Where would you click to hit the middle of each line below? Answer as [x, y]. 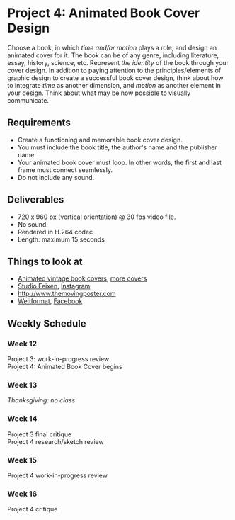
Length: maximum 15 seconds [61, 239]
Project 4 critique [33, 509]
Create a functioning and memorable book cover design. [100, 140]
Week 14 [22, 419]
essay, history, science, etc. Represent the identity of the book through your [118, 62]
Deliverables [36, 200]
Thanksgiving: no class [41, 400]
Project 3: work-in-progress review [58, 359]
